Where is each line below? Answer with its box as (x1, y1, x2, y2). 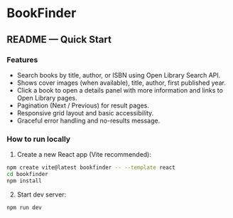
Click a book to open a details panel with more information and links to (16, 85, 223, 94)
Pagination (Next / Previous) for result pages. (16, 101, 150, 110)
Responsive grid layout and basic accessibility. (16, 108, 154, 117)
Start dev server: (16, 190, 67, 199)
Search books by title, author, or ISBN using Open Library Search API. (16, 71, 221, 79)
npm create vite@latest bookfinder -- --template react (6, 164, 175, 172)
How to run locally (6, 134, 71, 144)
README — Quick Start (6, 33, 112, 46)
